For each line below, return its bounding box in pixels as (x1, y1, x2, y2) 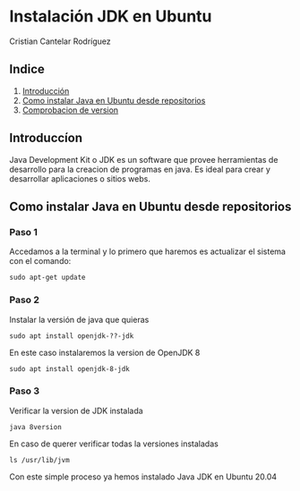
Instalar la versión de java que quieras (9, 314, 150, 325)
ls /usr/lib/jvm (9, 455, 70, 464)
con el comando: (9, 256, 72, 267)
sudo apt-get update (9, 273, 87, 283)
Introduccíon (9, 131, 83, 146)
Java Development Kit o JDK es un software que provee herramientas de (9, 154, 279, 165)
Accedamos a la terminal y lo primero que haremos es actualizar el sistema (9, 246, 287, 257)
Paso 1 (9, 225, 39, 238)
